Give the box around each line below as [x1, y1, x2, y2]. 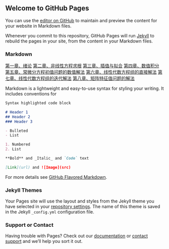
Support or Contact [5, 222, 54, 229]
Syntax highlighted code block [5, 101, 71, 106]
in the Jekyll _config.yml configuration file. [5, 209, 94, 215]
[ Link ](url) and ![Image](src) [5, 165, 71, 170]
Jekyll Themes [5, 186, 42, 193]
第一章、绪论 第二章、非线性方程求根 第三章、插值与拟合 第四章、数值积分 [5, 63, 159, 69]
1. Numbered [5, 142, 30, 147]
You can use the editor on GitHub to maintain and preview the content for [5, 17, 157, 23]
